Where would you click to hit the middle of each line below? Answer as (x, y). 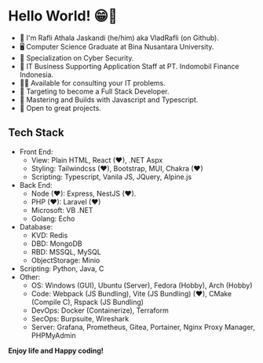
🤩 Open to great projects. (60, 108)
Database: (36, 226)
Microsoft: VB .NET (62, 210)
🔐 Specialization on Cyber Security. (77, 57)
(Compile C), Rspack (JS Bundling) (87, 302)
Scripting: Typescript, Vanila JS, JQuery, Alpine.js (111, 177)
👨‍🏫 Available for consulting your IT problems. (93, 82)
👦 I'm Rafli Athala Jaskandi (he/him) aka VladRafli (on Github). (119, 38)
